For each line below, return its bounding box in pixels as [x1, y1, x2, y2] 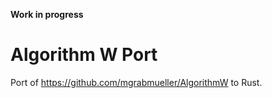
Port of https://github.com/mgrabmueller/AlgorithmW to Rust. [10, 76, 263, 88]
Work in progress [10, 9, 84, 20]
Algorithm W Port [10, 44, 158, 66]
